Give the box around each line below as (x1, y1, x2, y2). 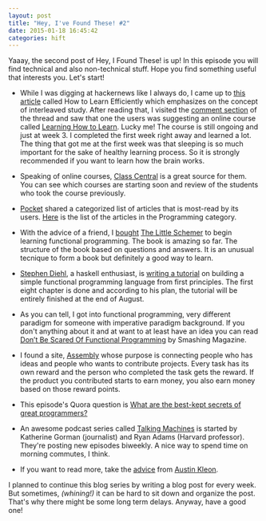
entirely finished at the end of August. (19, 294, 145, 304)
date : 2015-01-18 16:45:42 (8, 26, 98, 34)
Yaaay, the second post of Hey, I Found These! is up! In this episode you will (8, 56, 259, 65)
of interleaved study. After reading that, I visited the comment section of (19, 105, 257, 115)
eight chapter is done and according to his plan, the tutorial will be (19, 286, 238, 295)
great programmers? (19, 409, 88, 418)
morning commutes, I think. (19, 449, 110, 459)
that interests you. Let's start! (8, 73, 105, 82)
